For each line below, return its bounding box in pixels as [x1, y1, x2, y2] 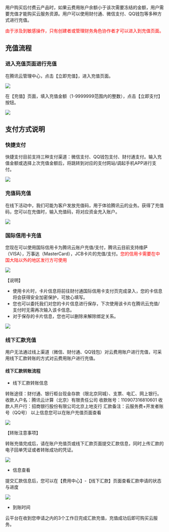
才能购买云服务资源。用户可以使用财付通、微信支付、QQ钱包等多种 [18, 11, 157, 17]
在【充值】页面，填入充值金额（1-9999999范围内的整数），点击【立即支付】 [5, 93, 162, 99]
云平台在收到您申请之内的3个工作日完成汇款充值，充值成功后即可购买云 [5, 515, 153, 521]
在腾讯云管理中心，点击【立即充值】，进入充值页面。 [5, 73, 113, 79]
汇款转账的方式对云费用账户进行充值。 [18, 355, 98, 361]
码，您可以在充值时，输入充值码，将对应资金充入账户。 [5, 209, 120, 215]
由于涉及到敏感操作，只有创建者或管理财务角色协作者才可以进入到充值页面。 [5, 28, 164, 34]
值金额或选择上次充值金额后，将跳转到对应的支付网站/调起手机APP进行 [5, 160, 152, 166]
